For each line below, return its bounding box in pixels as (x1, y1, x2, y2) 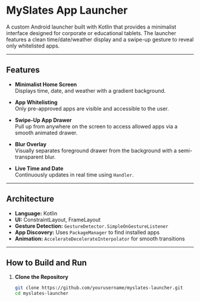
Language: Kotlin (14, 209, 58, 217)
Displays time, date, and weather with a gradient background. (14, 87, 166, 94)
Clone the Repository (14, 273, 68, 281)
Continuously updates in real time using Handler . (14, 171, 134, 178)
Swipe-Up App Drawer (14, 117, 72, 124)
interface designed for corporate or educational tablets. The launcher (6, 29, 177, 36)
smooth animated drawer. (14, 129, 78, 136)
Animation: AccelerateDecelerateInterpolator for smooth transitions (14, 235, 185, 242)
